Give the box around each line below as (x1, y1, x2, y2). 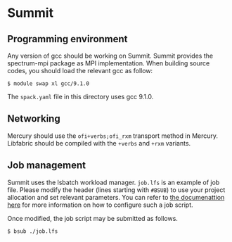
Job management (7, 160, 86, 172)
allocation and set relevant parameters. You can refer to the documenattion (7, 193, 225, 201)
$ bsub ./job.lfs (7, 227, 58, 235)
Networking (7, 113, 61, 125)
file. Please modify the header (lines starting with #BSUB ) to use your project (7, 185, 226, 194)
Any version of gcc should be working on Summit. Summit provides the (7, 51, 213, 60)
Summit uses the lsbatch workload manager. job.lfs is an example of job (7, 178, 220, 186)
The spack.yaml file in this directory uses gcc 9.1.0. (7, 93, 154, 101)
